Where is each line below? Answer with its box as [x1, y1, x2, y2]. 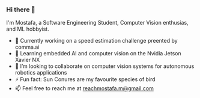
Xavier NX [14, 57, 40, 64]
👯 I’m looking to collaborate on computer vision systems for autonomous [14, 63, 195, 70]
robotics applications [14, 69, 67, 76]
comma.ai [14, 43, 40, 51]
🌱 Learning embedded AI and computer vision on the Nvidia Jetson [14, 50, 181, 57]
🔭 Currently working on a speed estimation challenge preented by [14, 37, 178, 44]
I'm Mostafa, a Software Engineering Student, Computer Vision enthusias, [6, 19, 189, 26]
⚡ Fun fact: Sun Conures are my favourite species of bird [14, 76, 156, 83]
